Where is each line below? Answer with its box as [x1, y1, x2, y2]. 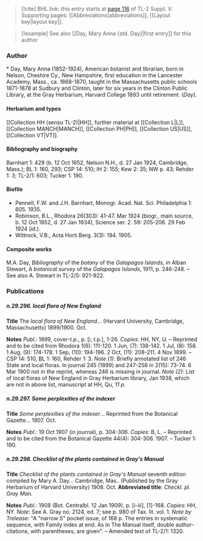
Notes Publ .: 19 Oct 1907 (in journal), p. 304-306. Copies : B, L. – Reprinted [6, 428, 192, 435]
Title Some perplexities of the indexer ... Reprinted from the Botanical [6, 410, 178, 417]
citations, [6, 527, 29, 534]
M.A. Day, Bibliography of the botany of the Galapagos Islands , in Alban [6, 259, 187, 266]
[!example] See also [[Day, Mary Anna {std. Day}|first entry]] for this [21, 30, 191, 37]
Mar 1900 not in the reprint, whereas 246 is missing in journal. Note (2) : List [6, 368, 195, 375]
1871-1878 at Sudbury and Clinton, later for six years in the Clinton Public [6, 84, 188, 92]
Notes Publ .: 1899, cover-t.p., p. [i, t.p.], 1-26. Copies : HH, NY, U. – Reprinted [6, 336, 198, 343]
